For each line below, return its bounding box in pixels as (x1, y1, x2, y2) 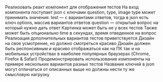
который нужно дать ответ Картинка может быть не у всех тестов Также (5, 25, 157, 31)
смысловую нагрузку (5, 72, 50, 77)
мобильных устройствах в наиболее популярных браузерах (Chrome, (5, 51, 150, 57)
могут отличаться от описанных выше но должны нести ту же (5, 66, 135, 72)
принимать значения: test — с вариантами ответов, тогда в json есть (5, 15, 149, 20)
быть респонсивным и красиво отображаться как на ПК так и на (5, 46, 140, 51)
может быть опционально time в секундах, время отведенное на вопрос (5, 30, 157, 36)
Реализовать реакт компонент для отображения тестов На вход (5, 4, 139, 10)
